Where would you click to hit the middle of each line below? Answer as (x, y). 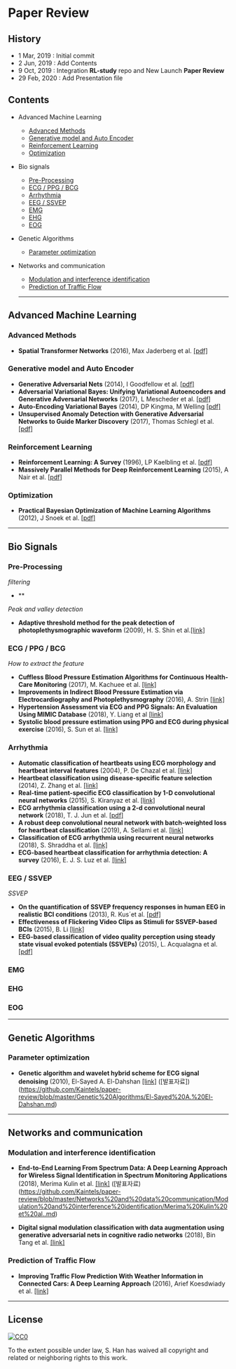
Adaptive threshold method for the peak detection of (96, 623)
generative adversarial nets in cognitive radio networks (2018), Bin (117, 1235)
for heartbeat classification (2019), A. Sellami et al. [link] (101, 830)
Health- (217, 677)
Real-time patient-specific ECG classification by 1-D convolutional (117, 793)
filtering (19, 582)
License (26, 1320)
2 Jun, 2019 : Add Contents (57, 63)
